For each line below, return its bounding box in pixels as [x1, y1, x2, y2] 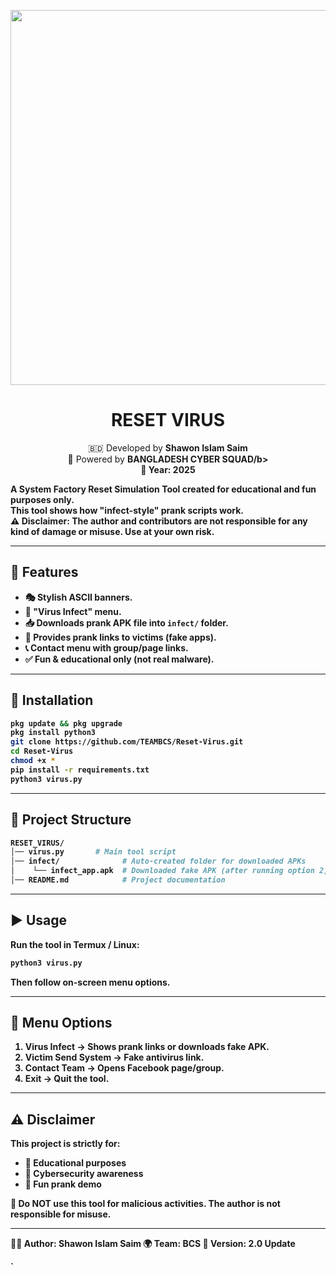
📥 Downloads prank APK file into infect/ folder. [24, 616, 229, 629]
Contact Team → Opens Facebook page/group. [24, 1062, 225, 1074]
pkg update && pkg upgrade [10, 718, 123, 729]
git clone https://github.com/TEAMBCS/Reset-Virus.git [10, 737, 244, 747]
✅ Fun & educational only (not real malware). [24, 653, 215, 665]
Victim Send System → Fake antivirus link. [24, 1051, 205, 1064]
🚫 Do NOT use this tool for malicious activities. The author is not [10, 1198, 281, 1210]
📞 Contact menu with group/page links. [24, 641, 189, 654]
